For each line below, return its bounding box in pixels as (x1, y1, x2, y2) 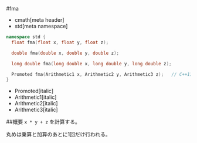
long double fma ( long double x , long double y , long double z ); (11, 61, 172, 66)
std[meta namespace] (14, 23, 68, 29)
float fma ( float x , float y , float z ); (11, 39, 109, 45)
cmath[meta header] (14, 16, 64, 23)
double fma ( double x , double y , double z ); (11, 50, 119, 56)
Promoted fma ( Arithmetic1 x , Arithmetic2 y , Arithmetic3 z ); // (11, 71, 177, 77)
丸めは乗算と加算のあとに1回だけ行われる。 (6, 131, 111, 138)
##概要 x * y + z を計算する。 (6, 118, 81, 125)
